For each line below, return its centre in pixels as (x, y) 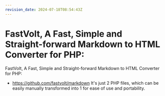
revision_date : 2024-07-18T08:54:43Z (44, 10)
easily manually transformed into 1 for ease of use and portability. (79, 88)
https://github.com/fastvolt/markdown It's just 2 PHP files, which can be (85, 83)
